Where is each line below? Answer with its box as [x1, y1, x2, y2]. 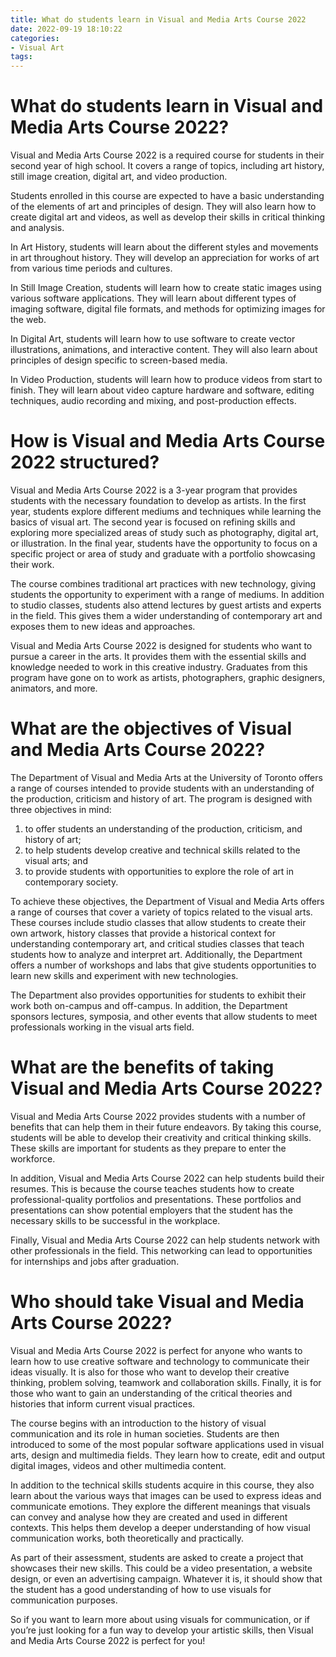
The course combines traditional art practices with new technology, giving [10, 578, 317, 590]
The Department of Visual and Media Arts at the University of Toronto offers [10, 771, 323, 783]
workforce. [10, 1152, 56, 1165]
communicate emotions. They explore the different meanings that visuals [10, 1500, 311, 1512]
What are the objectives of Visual [10, 717, 293, 740]
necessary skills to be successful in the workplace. [10, 1214, 221, 1226]
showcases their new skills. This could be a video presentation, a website [10, 1562, 313, 1574]
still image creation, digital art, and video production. [10, 171, 228, 183]
